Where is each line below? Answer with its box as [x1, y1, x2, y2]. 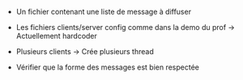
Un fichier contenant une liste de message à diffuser [15, 7, 192, 16]
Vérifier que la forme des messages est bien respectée [15, 62, 200, 72]
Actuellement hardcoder [15, 32, 97, 40]
